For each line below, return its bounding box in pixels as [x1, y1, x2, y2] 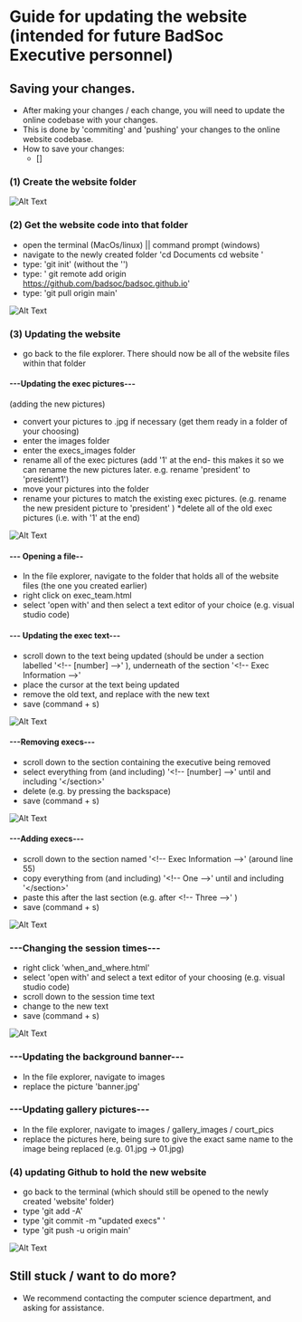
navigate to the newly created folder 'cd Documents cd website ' [22, 249, 264, 260]
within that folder [22, 358, 86, 369]
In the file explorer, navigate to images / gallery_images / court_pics [22, 1124, 274, 1135]
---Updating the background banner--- [9, 1050, 184, 1063]
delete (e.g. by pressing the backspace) [22, 785, 172, 796]
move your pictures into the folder [22, 484, 149, 494]
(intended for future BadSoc [9, 25, 224, 46]
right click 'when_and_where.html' [22, 963, 151, 973]
